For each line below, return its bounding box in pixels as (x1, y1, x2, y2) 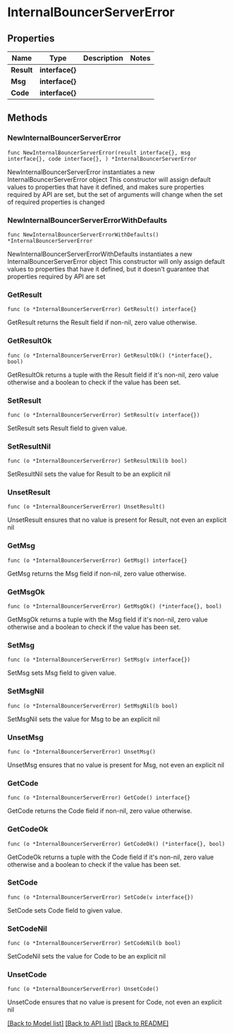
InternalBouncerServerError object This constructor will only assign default (7, 257, 226, 265)
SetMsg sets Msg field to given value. (7, 669, 117, 677)
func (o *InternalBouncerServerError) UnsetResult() (7, 504, 166, 511)
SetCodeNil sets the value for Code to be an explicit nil (7, 952, 166, 961)
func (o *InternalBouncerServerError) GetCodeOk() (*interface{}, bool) (7, 840, 226, 847)
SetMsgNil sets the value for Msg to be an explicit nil (7, 714, 160, 723)
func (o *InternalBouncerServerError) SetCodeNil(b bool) (7, 939, 181, 947)
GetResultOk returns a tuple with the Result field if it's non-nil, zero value (7, 370, 219, 379)
